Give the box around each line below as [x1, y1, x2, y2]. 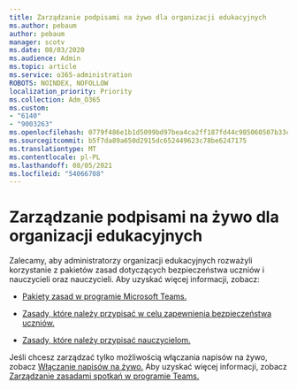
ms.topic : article [9, 63, 77, 72]
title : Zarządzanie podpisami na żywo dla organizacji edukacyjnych [9, 12, 267, 22]
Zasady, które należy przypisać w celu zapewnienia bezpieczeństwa [21, 309, 272, 319]
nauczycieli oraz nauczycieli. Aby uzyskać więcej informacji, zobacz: [9, 274, 261, 285]
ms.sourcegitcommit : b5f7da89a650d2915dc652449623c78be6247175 [9, 136, 247, 145]
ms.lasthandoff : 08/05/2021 [9, 161, 113, 170]
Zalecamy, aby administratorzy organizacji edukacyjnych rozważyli [9, 256, 253, 266]
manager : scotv [9, 37, 65, 47]
